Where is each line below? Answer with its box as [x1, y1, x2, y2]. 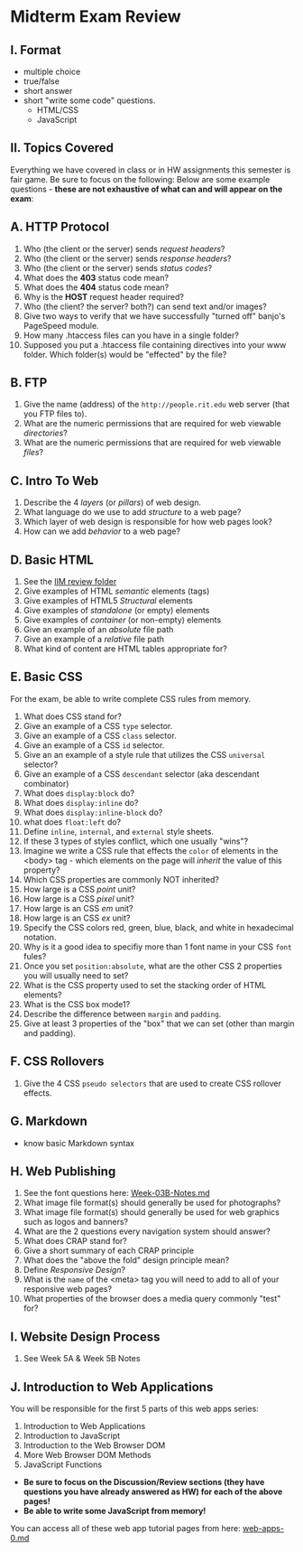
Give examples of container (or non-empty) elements [23, 614, 222, 625]
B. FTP [10, 375, 48, 390]
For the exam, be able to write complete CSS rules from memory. [10, 693, 252, 704]
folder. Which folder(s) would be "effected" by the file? [23, 349, 227, 360]
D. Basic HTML [10, 552, 94, 567]
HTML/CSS [36, 105, 79, 115]
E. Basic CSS [10, 669, 83, 685]
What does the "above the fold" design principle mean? [23, 1255, 230, 1266]
